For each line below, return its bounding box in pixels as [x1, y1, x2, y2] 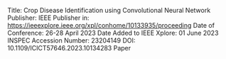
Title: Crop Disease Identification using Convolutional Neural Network [7, 6, 211, 14]
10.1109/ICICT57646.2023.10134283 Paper [7, 44, 131, 52]
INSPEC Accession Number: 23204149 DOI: [7, 36, 136, 45]
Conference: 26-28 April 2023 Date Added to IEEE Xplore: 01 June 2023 [7, 28, 219, 37]
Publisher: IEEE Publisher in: [7, 14, 90, 22]
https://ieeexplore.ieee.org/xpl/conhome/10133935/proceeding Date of [7, 21, 215, 29]
